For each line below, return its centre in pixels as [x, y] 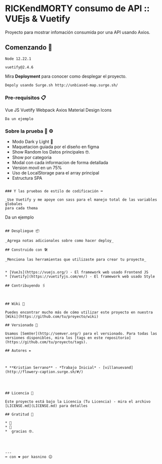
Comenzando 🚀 [29, 47]
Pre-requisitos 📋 [25, 98]
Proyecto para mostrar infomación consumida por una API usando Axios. [78, 32]
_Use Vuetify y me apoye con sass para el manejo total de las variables [81, 200]
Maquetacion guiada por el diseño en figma [56, 147]
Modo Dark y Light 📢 [32, 142]
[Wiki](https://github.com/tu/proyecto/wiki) [52, 317]
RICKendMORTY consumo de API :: [77, 9]
